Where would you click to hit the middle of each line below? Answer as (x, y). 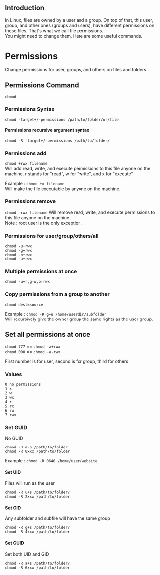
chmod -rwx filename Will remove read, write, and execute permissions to (80, 212)
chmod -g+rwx (19, 250)
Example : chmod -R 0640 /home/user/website (51, 460)
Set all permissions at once (48, 334)
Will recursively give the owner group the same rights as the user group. (79, 319)
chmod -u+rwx (19, 246)
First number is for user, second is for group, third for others (67, 361)
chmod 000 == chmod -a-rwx (33, 352)
